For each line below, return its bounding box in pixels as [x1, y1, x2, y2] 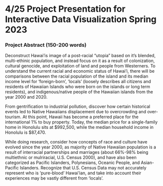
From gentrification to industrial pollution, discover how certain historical [5, 103, 150, 109]
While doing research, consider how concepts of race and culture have [5, 139, 147, 145]
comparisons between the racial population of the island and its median [5, 73, 148, 79]
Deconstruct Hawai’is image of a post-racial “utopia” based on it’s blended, [5, 53, 156, 59]
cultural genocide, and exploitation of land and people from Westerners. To [5, 63, 156, 69]
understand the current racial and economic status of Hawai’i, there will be [5, 68, 155, 74]
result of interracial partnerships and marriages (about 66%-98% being [5, 149, 148, 155]
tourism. [5, 114, 22, 120]
